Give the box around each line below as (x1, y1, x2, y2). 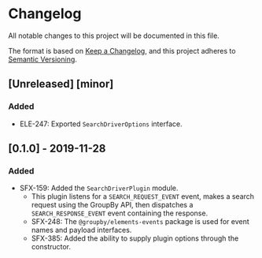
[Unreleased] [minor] (8, 77, 114, 91)
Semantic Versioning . (8, 54, 77, 64)
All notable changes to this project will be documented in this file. (8, 31, 220, 40)
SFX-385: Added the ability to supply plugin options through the (31, 234, 239, 243)
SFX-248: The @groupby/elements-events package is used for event (31, 217, 249, 226)
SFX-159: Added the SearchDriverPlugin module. (19, 183, 179, 193)
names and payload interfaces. (31, 226, 132, 235)
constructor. (31, 242, 72, 252)
